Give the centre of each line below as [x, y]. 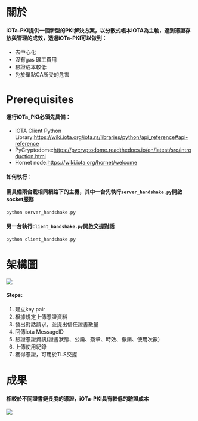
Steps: [14, 295]
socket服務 [20, 199]
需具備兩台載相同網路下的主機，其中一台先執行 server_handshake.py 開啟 [95, 192]
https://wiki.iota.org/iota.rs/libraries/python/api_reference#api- [111, 137]
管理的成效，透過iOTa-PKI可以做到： [62, 38]
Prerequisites [40, 99]
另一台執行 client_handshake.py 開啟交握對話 [61, 226]
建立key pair [30, 309]
